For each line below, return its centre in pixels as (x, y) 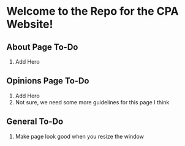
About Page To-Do (42, 47)
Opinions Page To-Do (48, 81)
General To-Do (35, 122)
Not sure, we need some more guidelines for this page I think (92, 102)
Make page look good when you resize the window (79, 136)
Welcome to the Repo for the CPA (92, 11)
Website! (30, 24)
